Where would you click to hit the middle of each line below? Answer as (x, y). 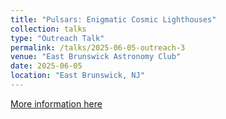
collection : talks (48, 29)
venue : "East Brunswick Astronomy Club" (96, 57)
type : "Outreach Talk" (57, 38)
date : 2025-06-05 (46, 66)
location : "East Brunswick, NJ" (77, 76)
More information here (56, 103)
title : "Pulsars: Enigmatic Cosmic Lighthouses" (113, 19)
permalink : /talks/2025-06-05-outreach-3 (98, 47)
